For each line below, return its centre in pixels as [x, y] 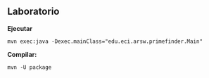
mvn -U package [30, 67]
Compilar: [22, 54]
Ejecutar [20, 28]
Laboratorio [33, 12]
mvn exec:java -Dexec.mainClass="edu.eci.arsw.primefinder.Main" [105, 41]
